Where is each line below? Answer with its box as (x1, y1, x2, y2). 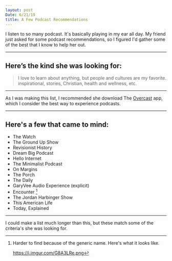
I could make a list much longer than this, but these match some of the (5, 220, 154, 226)
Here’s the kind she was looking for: (5, 61, 122, 70)
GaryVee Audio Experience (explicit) (12, 182, 90, 188)
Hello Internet (12, 155, 42, 161)
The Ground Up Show (12, 139, 59, 145)
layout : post (5, 7, 33, 13)
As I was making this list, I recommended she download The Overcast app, (5, 95, 163, 101)
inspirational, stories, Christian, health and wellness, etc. (17, 80, 137, 87)
